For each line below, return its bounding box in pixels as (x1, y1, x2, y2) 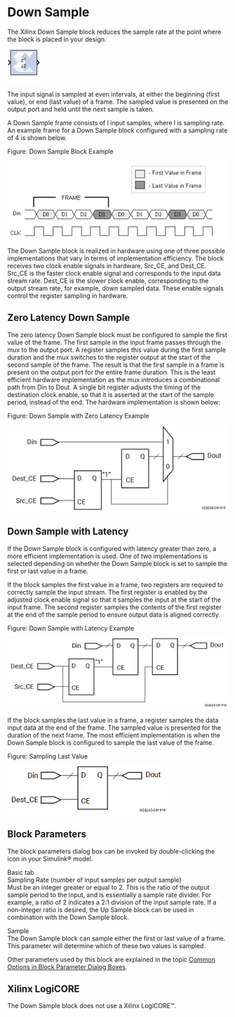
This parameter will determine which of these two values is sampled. (7, 941, 206, 950)
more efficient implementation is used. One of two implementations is (7, 552, 208, 560)
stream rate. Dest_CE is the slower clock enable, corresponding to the (7, 277, 209, 285)
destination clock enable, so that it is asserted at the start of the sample (7, 390, 214, 398)
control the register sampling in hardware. (7, 291, 128, 300)
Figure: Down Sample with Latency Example (7, 624, 135, 632)
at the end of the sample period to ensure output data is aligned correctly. (7, 610, 221, 619)
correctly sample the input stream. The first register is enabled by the (7, 588, 208, 596)
